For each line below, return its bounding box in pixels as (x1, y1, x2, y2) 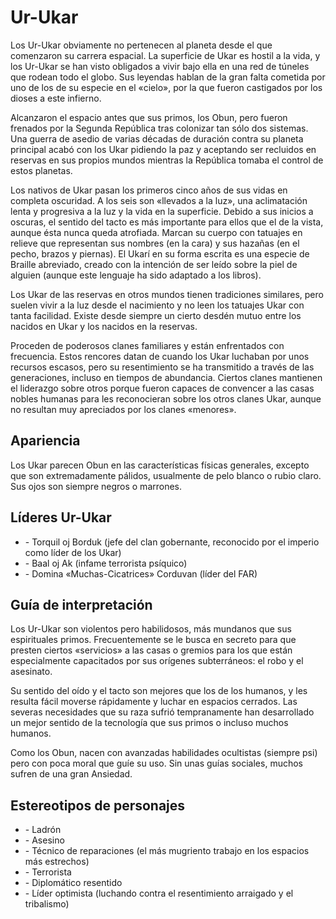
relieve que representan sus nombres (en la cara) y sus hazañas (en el (10, 237, 300, 249)
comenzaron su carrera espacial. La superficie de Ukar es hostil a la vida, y (10, 49, 321, 61)
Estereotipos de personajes (10, 797, 186, 814)
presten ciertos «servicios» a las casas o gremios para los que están (10, 644, 293, 656)
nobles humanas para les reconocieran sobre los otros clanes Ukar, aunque (10, 392, 322, 405)
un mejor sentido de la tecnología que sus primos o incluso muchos (10, 717, 289, 729)
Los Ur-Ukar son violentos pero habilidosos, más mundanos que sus (10, 623, 292, 635)
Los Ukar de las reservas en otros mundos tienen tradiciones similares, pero (10, 288, 324, 300)
